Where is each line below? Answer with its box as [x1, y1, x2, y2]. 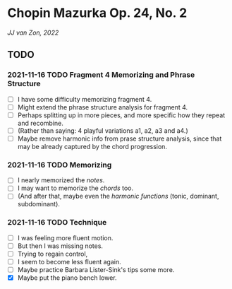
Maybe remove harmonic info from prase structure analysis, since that [17, 134, 222, 143]
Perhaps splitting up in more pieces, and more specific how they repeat [17, 111, 226, 119]
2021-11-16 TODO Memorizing [7, 160, 112, 170]
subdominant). [17, 200, 60, 208]
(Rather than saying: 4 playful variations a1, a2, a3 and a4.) [17, 126, 188, 135]
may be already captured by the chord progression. [17, 142, 168, 151]
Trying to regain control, [17, 249, 88, 258]
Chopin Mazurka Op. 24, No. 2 [7, 5, 188, 21]
